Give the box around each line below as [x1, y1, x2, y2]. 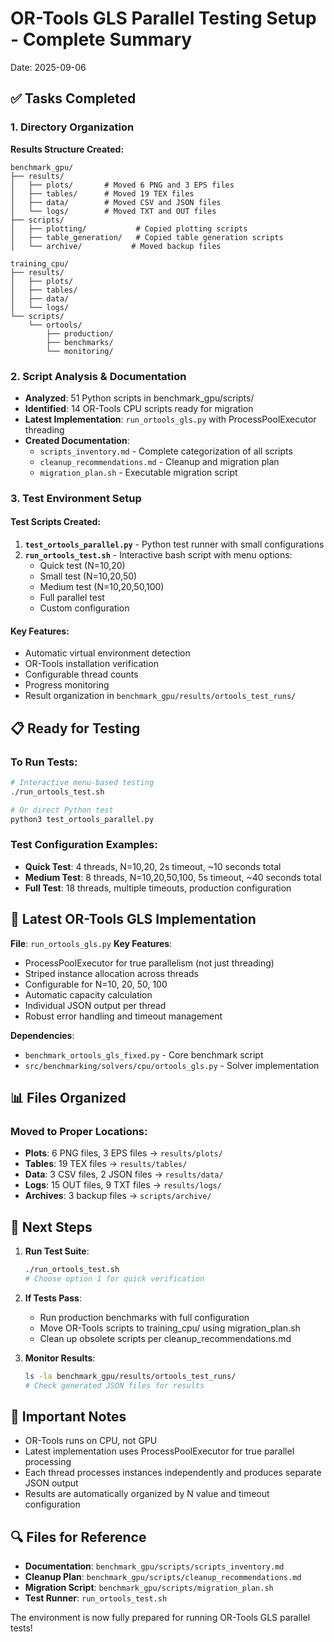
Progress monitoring [24, 679, 110, 691]
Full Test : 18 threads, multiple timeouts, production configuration [24, 882, 292, 894]
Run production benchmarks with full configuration [39, 1311, 250, 1323]
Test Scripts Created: [10, 516, 101, 528]
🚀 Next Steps [10, 1218, 93, 1236]
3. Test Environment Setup [10, 491, 142, 505]
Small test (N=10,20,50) [39, 570, 138, 582]
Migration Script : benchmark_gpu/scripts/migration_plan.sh [24, 1582, 274, 1594]
